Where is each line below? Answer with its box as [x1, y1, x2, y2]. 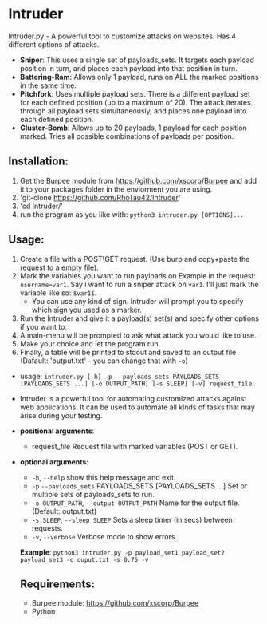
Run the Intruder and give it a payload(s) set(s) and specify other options [19, 313, 260, 323]
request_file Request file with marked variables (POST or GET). [31, 441, 238, 451]
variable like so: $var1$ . [19, 288, 97, 298]
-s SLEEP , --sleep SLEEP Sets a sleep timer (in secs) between [31, 515, 233, 524]
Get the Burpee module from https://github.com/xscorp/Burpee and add [19, 176, 257, 185]
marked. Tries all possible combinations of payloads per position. [19, 131, 234, 140]
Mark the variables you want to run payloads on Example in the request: [19, 271, 257, 280]
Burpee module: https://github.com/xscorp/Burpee [31, 598, 199, 608]
